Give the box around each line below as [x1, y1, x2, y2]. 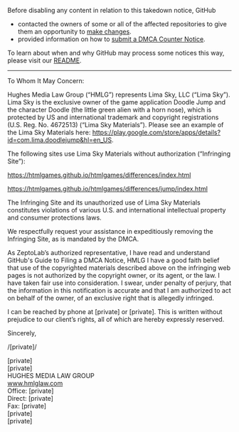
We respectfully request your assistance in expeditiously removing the [7, 227, 213, 235]
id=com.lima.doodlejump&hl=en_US [7, 136, 112, 144]
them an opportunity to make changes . [17, 28, 132, 36]
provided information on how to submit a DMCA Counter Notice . [17, 35, 206, 43]
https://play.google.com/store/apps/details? [92, 128, 221, 136]
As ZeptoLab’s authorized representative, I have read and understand [7, 249, 211, 256]
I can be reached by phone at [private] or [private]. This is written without [7, 308, 223, 315]
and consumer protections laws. [7, 213, 102, 222]
